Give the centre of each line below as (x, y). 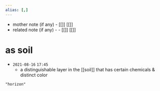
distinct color (34, 75)
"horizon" (16, 84)
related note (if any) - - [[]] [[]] (44, 30)
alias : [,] (17, 10)
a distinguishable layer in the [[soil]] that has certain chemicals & (88, 69)
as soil (19, 50)
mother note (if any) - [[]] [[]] (43, 24)
